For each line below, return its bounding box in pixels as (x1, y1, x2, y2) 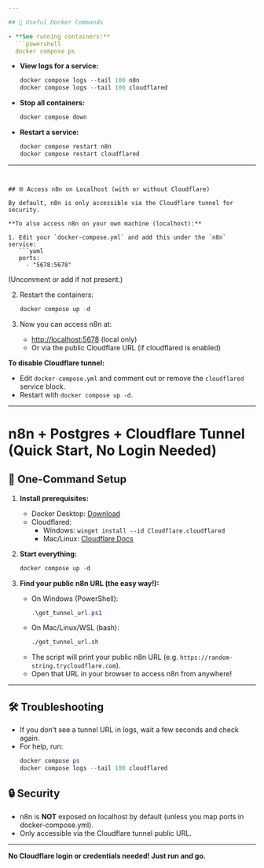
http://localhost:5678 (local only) (31, 335, 137, 344)
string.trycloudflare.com (31, 662, 116, 670)
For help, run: (19, 742, 64, 751)
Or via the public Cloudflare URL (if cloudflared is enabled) (31, 342, 222, 352)
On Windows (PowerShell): (31, 594, 119, 603)
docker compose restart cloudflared (19, 150, 140, 158)
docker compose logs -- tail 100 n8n (19, 76, 140, 85)
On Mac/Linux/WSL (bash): (31, 623, 119, 632)
